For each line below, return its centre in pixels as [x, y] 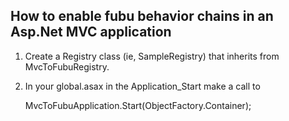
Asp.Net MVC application [91, 32]
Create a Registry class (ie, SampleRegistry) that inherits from [152, 56]
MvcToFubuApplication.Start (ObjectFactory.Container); [138, 105]
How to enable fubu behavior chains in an [142, 16]
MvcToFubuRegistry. [67, 66]
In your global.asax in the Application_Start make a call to [142, 86]
